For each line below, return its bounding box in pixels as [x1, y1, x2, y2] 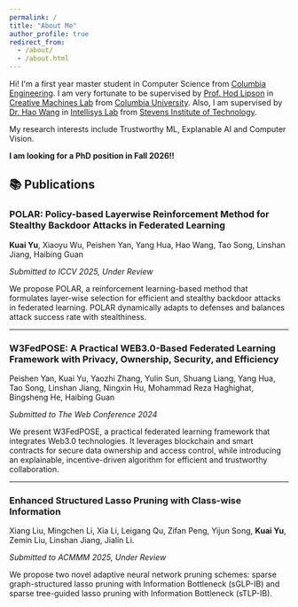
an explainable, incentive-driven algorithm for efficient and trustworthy [9, 454, 268, 465]
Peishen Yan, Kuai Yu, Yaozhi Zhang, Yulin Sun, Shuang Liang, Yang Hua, [9, 373, 276, 384]
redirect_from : [9, 37, 66, 47]
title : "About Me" [9, 21, 77, 30]
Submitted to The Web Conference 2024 [9, 409, 158, 419]
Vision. [9, 134, 35, 144]
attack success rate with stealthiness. [9, 311, 147, 322]
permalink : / [9, 12, 58, 22]
